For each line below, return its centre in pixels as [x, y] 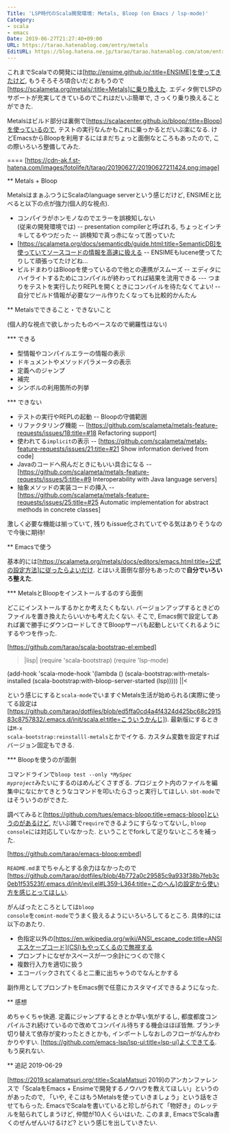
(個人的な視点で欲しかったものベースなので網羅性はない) [87, 324]
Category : [21, 20]
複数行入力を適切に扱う [50, 964]
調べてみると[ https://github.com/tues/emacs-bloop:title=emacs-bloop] [107, 814]
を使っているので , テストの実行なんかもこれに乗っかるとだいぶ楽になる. [108, 129]
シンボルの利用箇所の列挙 [53, 387]
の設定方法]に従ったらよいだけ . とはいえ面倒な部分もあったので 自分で [106, 570]
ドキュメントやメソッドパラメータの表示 [74, 362]
